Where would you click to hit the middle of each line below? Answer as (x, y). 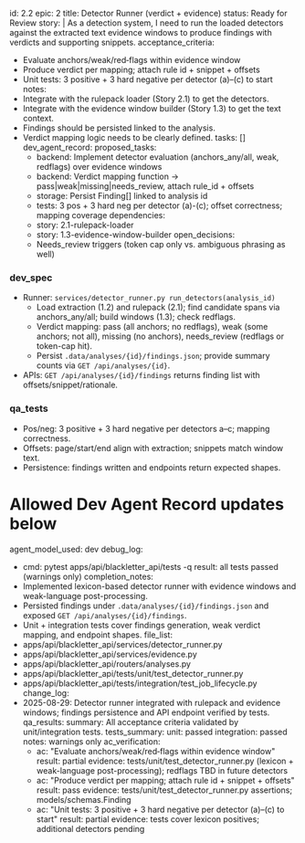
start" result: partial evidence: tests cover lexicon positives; (148, 819)
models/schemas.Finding (84, 799)
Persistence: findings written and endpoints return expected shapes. (152, 467)
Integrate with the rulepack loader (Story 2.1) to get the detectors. (146, 99)
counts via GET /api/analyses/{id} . (103, 365)
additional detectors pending (90, 828)
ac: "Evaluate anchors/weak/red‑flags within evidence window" (156, 751)
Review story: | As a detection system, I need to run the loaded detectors (147, 23)
